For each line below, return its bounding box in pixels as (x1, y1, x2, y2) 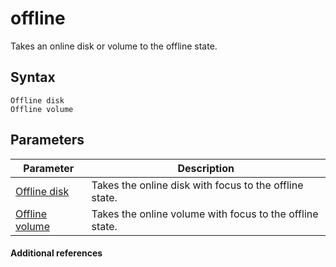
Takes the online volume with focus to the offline (91, 207, 319, 221)
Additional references (10, 247, 103, 259)
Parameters (10, 132, 85, 149)
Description (177, 161, 235, 175)
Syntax (10, 69, 56, 86)
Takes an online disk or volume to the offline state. (10, 40, 218, 52)
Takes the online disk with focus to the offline (91, 178, 304, 192)
